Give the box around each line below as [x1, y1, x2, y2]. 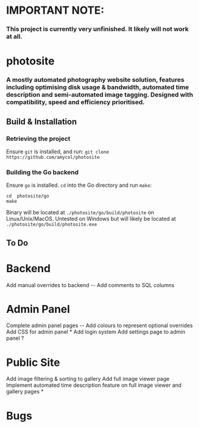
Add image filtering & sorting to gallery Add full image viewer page [6, 375, 170, 383]
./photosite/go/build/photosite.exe [6, 221, 97, 227]
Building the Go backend [6, 168, 79, 176]
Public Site [6, 356, 61, 369]
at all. [6, 32, 23, 41]
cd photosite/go [6, 193, 49, 199]
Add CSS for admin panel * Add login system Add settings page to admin [6, 328, 186, 335]
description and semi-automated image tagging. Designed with [6, 91, 194, 99]
